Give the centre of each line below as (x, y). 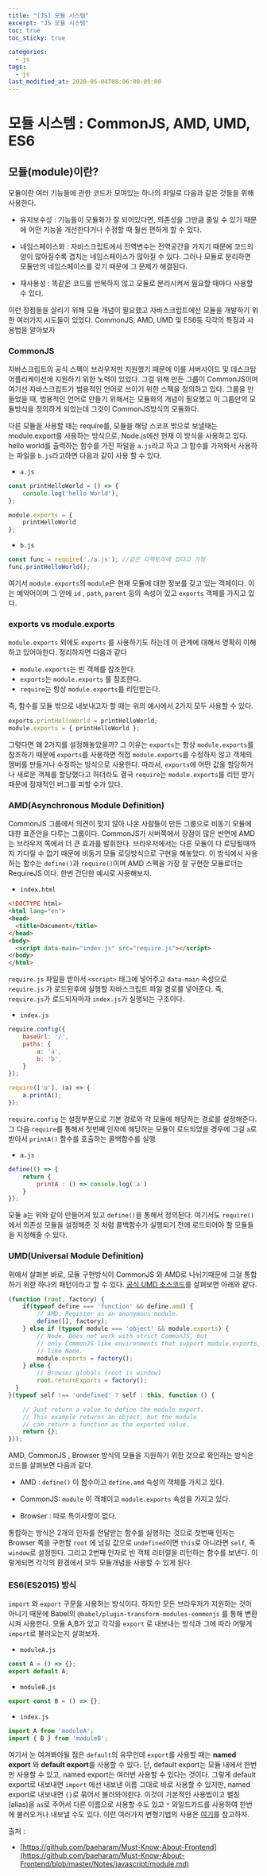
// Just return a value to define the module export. (113, 1410)
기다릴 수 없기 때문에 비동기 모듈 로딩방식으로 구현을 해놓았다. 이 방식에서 (130, 853)
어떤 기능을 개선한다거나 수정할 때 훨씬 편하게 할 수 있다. (115, 229)
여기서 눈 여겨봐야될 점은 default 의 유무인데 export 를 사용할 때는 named (122, 1754)
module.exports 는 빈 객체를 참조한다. (77, 669)
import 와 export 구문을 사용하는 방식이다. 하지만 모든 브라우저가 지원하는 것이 (130, 1604)
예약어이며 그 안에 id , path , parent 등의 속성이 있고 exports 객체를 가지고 (131, 593)
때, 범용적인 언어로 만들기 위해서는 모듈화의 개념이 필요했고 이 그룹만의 (138, 399)
